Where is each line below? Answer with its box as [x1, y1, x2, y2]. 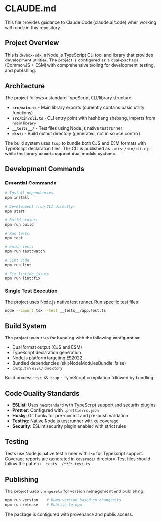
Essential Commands [5, 179, 57, 186]
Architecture [5, 82, 45, 90]
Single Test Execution [5, 287, 58, 294]
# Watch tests [5, 245, 34, 249]
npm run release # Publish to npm [5, 502, 82, 507]
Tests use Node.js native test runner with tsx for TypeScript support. [5, 451, 143, 457]
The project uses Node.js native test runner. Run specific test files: [5, 299, 139, 305]
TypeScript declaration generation [12, 350, 82, 356]
